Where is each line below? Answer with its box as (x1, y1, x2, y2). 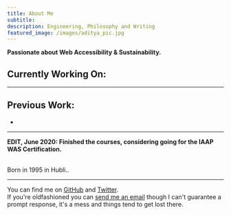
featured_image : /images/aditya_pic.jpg (7, 29, 125, 37)
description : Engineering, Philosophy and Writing (7, 23, 155, 30)
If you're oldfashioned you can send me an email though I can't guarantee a (7, 192, 221, 201)
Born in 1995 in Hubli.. (7, 165, 69, 174)
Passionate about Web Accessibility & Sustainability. (7, 48, 162, 57)
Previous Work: (7, 99, 75, 111)
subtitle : (7, 17, 36, 23)
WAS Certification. (7, 145, 62, 153)
